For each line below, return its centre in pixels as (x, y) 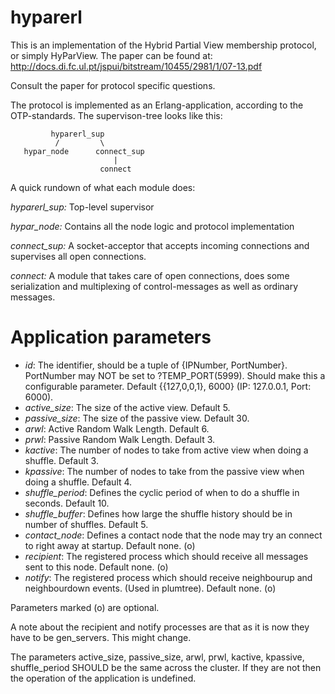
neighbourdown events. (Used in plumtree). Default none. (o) (150, 588)
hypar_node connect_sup (84, 151)
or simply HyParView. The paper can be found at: (111, 55)
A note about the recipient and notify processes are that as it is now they (160, 627)
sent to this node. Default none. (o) (96, 567)
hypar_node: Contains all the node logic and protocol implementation (152, 226)
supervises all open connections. (78, 256)
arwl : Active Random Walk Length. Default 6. (117, 428)
